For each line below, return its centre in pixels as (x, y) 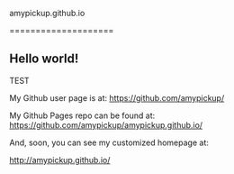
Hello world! (44, 59)
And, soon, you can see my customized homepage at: (109, 142)
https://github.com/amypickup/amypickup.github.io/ (106, 124)
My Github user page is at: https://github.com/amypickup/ (117, 97)
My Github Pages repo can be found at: (82, 115)
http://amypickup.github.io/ (60, 160)
